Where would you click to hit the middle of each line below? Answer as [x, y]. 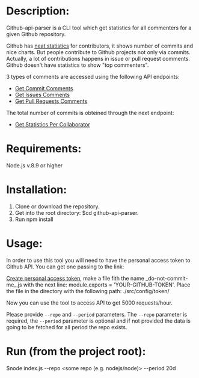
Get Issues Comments [42, 94]
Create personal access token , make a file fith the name [75, 278]
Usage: [25, 243]
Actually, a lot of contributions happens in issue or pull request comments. [98, 58]
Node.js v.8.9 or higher [35, 165]
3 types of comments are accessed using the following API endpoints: [93, 76]
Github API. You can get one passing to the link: [65, 267]
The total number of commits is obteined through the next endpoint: [90, 113]
